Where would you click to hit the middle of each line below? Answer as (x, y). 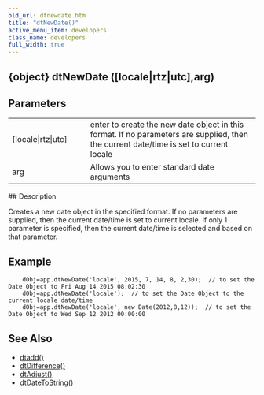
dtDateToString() (46, 382)
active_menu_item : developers (58, 30)
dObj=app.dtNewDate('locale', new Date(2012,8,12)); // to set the (137, 307)
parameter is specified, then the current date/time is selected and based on (130, 229)
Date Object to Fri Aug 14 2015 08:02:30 (77, 287)
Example (30, 261)
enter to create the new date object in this (167, 125)
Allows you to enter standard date (152, 167)
